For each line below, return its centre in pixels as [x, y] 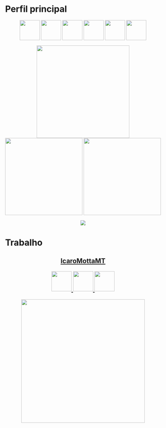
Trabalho [24, 243]
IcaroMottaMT [83, 261]
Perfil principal [36, 9]
